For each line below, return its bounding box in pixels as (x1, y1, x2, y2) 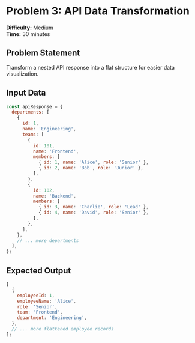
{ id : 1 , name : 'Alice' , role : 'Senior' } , (38, 159, 149, 166)
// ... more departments (17, 237, 79, 244)
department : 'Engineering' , (17, 315, 87, 321)
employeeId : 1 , (17, 293, 55, 299)
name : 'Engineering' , (22, 126, 77, 132)
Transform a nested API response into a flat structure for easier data (6, 64, 175, 71)
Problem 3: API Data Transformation (6, 4, 190, 18)
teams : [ (22, 131, 44, 138)
